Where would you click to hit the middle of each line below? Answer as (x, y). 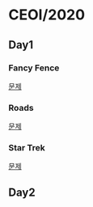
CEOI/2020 (47, 15)
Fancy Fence (34, 68)
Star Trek (27, 148)
